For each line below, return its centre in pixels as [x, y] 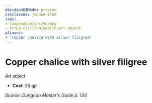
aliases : [14, 33]
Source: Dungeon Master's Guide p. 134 [46, 95]
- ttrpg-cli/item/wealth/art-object [43, 28]
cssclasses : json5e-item [31, 14]
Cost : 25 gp [25, 86]
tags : [11, 19]
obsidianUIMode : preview [31, 10]
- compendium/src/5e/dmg [31, 24]
